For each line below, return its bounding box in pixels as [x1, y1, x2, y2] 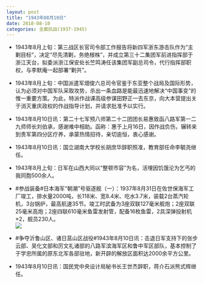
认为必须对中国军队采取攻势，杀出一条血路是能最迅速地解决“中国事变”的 [15, 87, 197, 95]
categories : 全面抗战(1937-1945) [6, 26, 88, 32]
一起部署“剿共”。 [47, 67, 90, 74]
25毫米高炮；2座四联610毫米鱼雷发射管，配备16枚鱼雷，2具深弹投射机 [15, 208, 192, 215]
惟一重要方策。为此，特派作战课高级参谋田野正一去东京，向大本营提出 [15, 95, 192, 102]
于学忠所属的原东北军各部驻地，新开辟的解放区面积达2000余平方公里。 [15, 250, 194, 257]
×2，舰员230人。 [15, 215, 59, 223]
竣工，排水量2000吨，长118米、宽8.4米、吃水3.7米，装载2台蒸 [20, 193, 178, 200]
